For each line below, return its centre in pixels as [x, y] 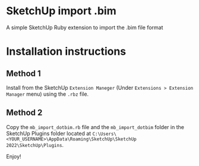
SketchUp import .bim [61, 11]
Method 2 [24, 113]
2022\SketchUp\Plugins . [35, 145]
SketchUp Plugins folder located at [49, 133]
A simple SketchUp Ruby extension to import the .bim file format [85, 27]
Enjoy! [14, 156]
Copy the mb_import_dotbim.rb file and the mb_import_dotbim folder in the [95, 127]
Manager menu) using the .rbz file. [48, 94]
